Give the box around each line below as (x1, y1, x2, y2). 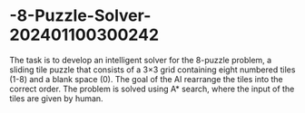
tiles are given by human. (9, 92, 103, 104)
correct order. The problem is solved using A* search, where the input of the (9, 83, 295, 94)
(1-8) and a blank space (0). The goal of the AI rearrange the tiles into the (9, 73, 283, 84)
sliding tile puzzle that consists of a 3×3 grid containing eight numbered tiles (9, 64, 296, 75)
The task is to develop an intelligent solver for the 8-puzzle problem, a (9, 54, 272, 65)
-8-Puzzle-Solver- (9, 5, 152, 26)
